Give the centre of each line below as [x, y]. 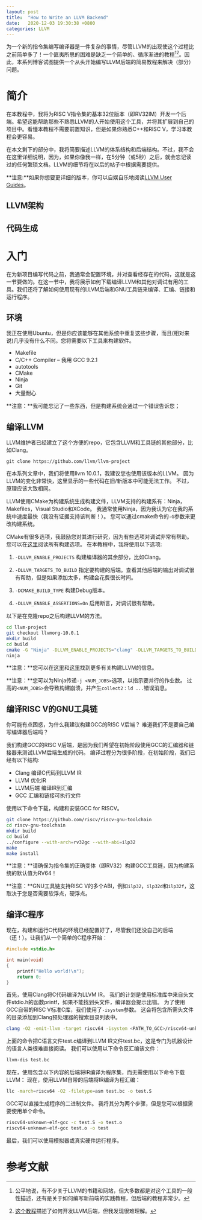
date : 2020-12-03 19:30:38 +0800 [51, 23]
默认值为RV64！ [37, 873]
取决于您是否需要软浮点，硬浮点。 [48, 894]
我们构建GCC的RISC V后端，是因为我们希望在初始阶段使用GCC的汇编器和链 [100, 745]
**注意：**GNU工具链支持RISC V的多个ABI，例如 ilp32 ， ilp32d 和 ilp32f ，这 [101, 886]
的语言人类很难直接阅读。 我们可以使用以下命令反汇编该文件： [83, 1049]
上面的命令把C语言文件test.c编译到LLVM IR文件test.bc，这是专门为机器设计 [99, 1041]
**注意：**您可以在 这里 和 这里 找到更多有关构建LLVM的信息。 [82, 668]
